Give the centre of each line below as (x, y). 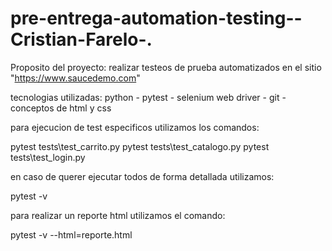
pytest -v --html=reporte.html (71, 234)
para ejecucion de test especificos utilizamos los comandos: (135, 127)
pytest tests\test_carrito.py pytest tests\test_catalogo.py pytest (140, 146)
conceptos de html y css (61, 108)
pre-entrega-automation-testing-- (156, 18)
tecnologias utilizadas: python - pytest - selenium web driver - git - (148, 97)
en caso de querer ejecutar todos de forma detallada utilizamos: (142, 176)
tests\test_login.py (48, 157)
